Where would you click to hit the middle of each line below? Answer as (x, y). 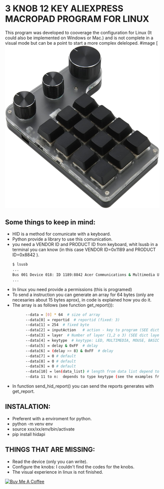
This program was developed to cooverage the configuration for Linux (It (78, 32)
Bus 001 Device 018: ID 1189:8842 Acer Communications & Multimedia (83, 275)
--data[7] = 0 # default (51, 356)
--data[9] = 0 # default (51, 366)
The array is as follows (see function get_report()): (63, 305)
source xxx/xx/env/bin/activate (43, 429)
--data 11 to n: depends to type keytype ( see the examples (89, 377)
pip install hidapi (29, 434)
